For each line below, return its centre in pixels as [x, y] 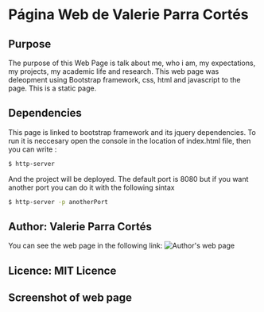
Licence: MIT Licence [62, 270]
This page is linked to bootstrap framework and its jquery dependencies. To [132, 132]
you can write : [33, 149]
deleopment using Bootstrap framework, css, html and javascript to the [124, 80]
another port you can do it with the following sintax [91, 187]
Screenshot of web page [70, 298]
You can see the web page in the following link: [85, 246]
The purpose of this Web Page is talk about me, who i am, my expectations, [132, 63]
